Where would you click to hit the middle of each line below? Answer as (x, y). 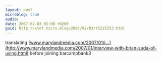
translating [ (18, 42)
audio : (12, 19)
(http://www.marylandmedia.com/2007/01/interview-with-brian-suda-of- (81, 48)
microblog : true (22, 14)
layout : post (19, 10)
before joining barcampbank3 (60, 53)
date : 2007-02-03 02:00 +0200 (37, 24)
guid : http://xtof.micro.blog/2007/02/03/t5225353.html (65, 28)
